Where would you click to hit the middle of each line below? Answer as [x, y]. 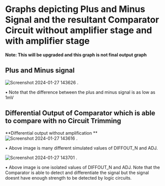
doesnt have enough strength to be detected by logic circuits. [69, 178]
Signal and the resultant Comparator [82, 20]
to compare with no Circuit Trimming [63, 121]
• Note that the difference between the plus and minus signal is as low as [80, 92]
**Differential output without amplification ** [51, 133]
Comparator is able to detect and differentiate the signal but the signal [77, 173]
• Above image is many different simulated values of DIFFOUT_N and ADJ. [82, 148]
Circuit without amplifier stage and [79, 30]
